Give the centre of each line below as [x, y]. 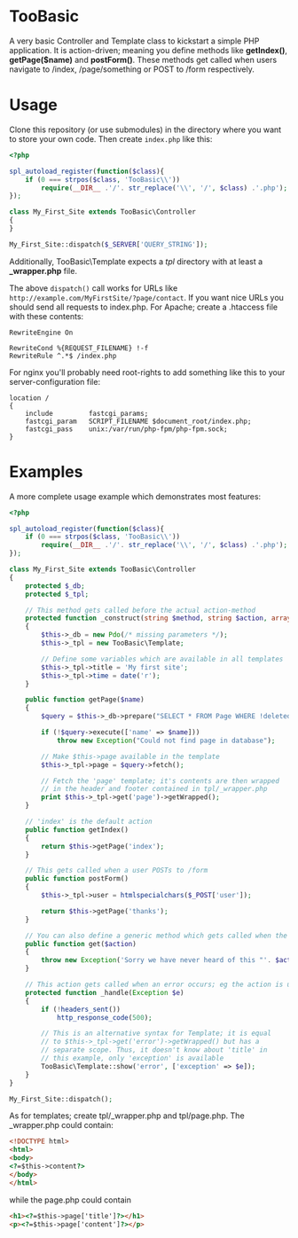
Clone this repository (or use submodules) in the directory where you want [145, 129]
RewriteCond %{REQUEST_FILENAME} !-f [79, 348]
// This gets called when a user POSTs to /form [117, 871]
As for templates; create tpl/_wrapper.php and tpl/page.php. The [127, 1116]
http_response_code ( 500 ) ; [104, 1017]
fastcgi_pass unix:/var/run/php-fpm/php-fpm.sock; [126, 429]
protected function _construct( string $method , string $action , [146, 618]
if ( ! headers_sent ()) [81, 1009]
